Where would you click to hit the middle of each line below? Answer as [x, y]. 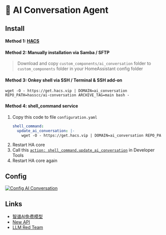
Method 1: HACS [22, 41]
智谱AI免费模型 [28, 217]
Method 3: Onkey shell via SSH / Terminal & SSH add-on [64, 80]
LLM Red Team [28, 228]
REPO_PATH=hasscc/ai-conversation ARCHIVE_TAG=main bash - [67, 95]
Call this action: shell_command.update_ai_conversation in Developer [83, 150]
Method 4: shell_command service [42, 106]
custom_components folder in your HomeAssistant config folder [80, 69]
